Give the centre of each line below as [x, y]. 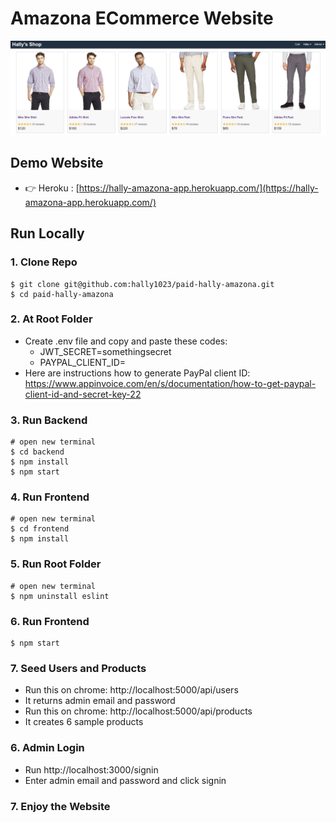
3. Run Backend [49, 420]
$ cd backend [37, 452]
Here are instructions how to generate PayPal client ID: [137, 373]
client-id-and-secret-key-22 [83, 394]
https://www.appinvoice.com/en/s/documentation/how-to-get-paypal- [170, 383]
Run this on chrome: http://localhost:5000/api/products [138, 711]
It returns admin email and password [100, 701]
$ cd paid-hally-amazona [62, 294]
